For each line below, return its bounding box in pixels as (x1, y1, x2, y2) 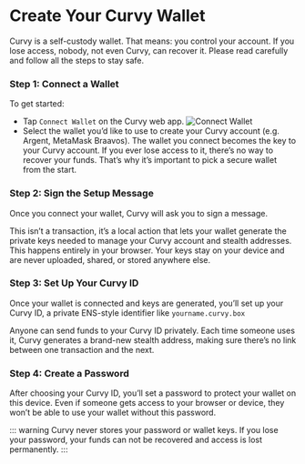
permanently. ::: (9, 444, 68, 455)
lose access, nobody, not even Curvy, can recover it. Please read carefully (9, 45, 289, 55)
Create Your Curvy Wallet (9, 5, 207, 26)
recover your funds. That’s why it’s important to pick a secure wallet (22, 155, 278, 166)
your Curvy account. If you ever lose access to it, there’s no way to (22, 145, 274, 156)
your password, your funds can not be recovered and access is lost (9, 434, 262, 446)
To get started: (9, 98, 66, 109)
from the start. (22, 165, 77, 176)
